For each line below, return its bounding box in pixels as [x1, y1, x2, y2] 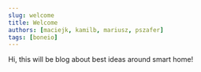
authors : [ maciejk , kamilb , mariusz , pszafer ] [8, 26, 164, 34]
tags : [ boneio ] [8, 33, 58, 41]
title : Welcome [8, 19, 58, 27]
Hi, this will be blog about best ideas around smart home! [8, 55, 194, 64]
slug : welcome [8, 11, 55, 20]
